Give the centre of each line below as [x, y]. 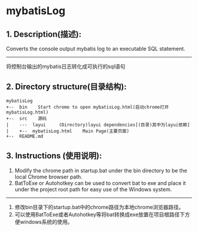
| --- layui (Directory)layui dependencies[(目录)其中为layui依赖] [98, 125]
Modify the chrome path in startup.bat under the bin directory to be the [101, 170]
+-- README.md [25, 136]
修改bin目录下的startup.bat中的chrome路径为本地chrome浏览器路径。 [99, 207]
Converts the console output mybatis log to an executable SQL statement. [96, 49]
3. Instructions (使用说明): [54, 156]
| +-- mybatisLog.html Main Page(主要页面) [68, 131]
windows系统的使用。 [46, 222]
